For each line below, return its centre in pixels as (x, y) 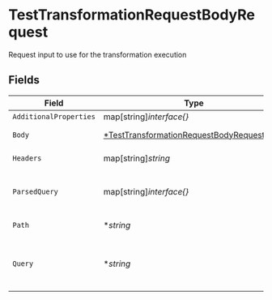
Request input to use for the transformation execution (98, 54)
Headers (27, 158)
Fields (24, 80)
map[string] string (137, 158)
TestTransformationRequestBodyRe (132, 15)
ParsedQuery (36, 191)
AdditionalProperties (54, 116)
